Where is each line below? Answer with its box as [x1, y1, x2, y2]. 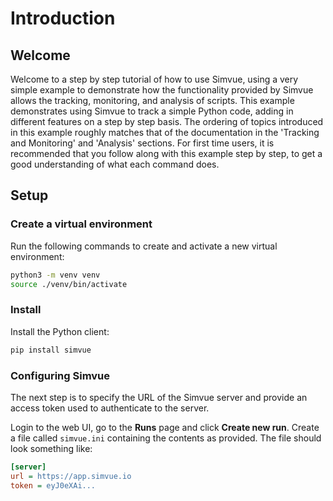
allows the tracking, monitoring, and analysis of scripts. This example [10, 95, 295, 106]
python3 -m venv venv [10, 270, 101, 280]
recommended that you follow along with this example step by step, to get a [10, 148, 323, 159]
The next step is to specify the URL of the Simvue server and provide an [10, 391, 308, 403]
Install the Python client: [10, 325, 110, 337]
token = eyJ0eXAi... [10, 480, 97, 491]
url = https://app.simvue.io [10, 471, 132, 481]
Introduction [10, 7, 116, 30]
